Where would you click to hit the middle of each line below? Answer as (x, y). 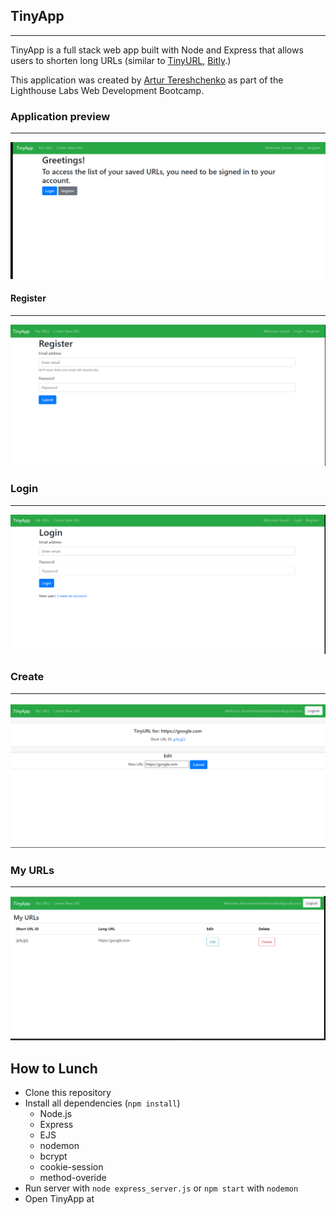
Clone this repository (68, 1093)
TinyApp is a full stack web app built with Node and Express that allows (157, 50)
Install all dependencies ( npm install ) (102, 1103)
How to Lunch (54, 1068)
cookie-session (71, 1167)
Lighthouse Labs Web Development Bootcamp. (107, 90)
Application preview (60, 116)
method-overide (73, 1178)
